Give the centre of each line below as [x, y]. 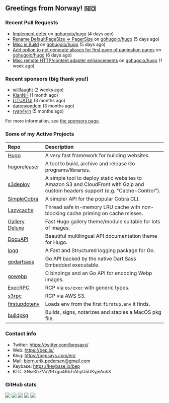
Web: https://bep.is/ [33, 350]
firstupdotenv [24, 304]
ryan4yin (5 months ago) [38, 111]
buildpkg [18, 315]
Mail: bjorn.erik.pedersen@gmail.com [51, 361]
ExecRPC [19, 288]
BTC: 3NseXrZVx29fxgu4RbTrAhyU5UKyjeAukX [62, 371]
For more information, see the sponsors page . [53, 121]
